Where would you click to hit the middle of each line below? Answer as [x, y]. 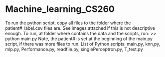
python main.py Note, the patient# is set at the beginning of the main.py [79, 39]
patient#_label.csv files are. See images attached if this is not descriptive [80, 28]
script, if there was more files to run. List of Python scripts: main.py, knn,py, [83, 44]
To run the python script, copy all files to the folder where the [68, 23]
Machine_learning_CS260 [60, 9]
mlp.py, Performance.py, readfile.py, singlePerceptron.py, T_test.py [74, 49]
